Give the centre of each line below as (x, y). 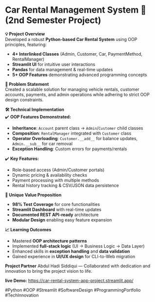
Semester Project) (64, 20)
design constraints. (24, 100)
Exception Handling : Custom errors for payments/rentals (69, 149)
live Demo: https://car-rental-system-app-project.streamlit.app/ (69, 281)
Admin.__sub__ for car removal (42, 143)
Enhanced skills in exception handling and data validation (71, 251)
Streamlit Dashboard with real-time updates (57, 209)
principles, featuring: (26, 44)
